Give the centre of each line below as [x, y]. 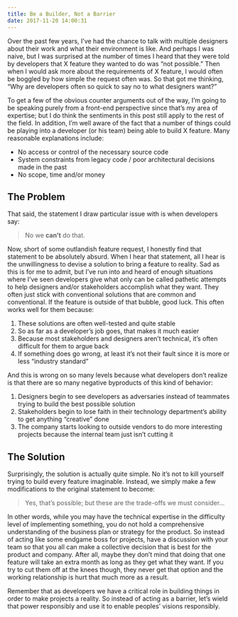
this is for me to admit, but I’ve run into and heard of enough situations [110, 272]
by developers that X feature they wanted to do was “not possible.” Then [114, 63]
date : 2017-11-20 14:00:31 [47, 21]
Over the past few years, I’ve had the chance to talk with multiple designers [118, 41]
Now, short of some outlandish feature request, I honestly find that [104, 249]
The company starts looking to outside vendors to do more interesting [120, 427]
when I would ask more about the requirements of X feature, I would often [115, 71]
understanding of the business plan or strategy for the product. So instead [116, 532]
